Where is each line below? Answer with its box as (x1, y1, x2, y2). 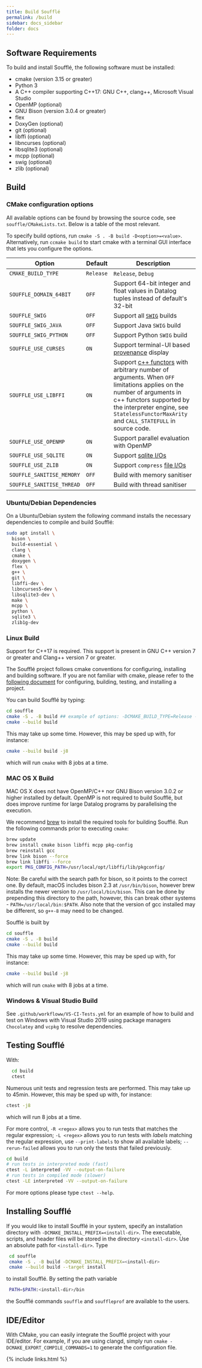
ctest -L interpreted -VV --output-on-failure (6, 1167, 125, 1173)
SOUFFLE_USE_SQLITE (9, 452, 65, 459)
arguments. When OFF (113, 373, 175, 381)
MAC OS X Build (6, 774, 54, 782)
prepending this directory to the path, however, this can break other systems (6, 894, 196, 902)
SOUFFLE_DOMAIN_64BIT (9, 291, 71, 298)
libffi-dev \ (11, 580, 44, 586)
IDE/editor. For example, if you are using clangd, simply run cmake (6, 1337, 168, 1345)
